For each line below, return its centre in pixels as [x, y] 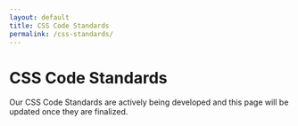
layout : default [39, 17]
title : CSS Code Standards [59, 26]
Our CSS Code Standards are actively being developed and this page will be [149, 102]
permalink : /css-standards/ [62, 34]
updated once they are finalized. [69, 112]
